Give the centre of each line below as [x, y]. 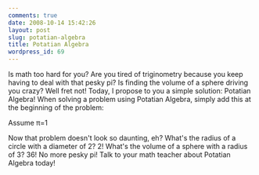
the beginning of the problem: [56, 108]
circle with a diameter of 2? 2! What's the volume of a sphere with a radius [128, 146]
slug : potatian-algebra [47, 37]
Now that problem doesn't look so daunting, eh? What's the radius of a [122, 138]
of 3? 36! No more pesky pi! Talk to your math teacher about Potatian [119, 155]
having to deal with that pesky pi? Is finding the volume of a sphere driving [128, 82]
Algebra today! [32, 163]
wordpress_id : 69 [36, 52]
